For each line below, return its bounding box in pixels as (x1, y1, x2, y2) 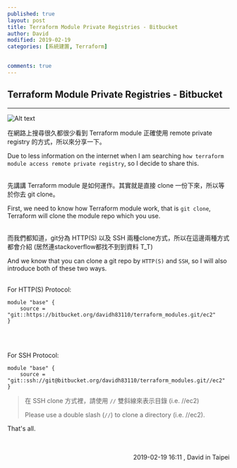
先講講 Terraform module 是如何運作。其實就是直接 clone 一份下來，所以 (7, 181, 219, 189)
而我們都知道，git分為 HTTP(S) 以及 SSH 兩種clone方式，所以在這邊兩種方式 (7, 234, 230, 242)
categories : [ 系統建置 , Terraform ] (7, 43, 108, 50)
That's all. (7, 424, 36, 433)
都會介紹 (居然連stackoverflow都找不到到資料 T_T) (7, 242, 153, 251)
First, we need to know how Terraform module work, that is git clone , (7, 204, 212, 212)
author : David (7, 30, 49, 37)
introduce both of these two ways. (7, 264, 107, 272)
